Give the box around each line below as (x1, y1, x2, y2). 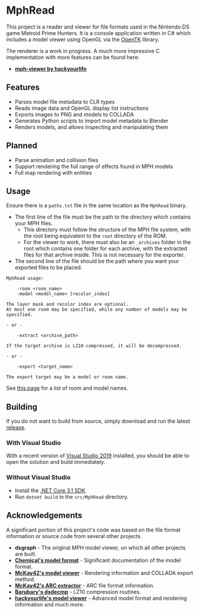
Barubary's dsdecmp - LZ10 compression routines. (14, 588, 141, 595)
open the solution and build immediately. (6, 459, 106, 466)
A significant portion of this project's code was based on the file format (6, 526, 181, 533)
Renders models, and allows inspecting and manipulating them (14, 123, 168, 131)
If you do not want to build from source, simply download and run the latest (6, 418, 191, 425)
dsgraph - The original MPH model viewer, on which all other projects (14, 544, 186, 551)
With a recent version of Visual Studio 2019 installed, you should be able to (6, 452, 189, 459)
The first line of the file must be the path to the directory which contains (14, 213, 191, 220)
